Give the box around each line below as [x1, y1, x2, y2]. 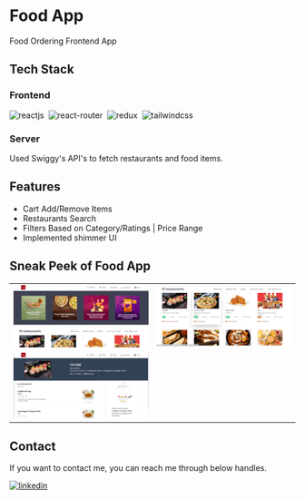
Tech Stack [9, 62, 74, 77]
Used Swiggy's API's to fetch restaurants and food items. [9, 152, 224, 163]
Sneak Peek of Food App [9, 259, 152, 274]
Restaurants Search [22, 212, 97, 223]
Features [9, 179, 61, 195]
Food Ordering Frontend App [9, 35, 117, 46]
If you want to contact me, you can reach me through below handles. [9, 463, 268, 474]
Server [9, 132, 41, 145]
